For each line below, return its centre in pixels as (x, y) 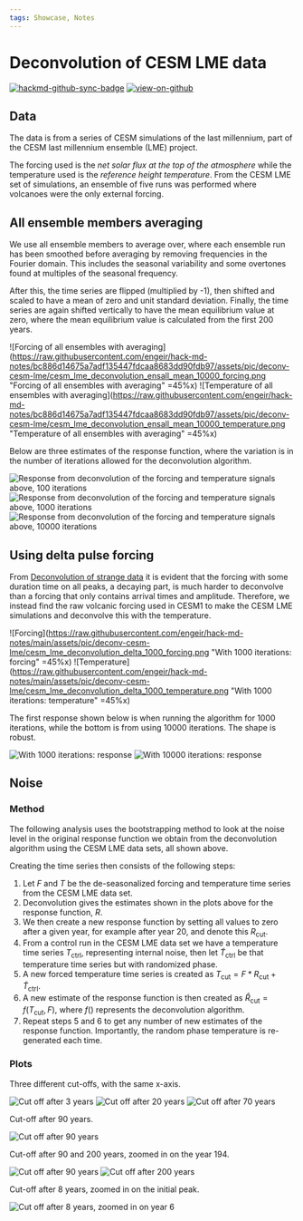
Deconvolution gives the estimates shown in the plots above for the (148, 902)
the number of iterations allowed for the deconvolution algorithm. (130, 461)
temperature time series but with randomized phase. (120, 964)
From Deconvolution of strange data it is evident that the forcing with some (149, 577)
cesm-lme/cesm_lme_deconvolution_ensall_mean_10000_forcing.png (138, 376)
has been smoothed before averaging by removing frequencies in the (138, 254)
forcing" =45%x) (41, 662)
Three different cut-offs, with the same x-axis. (95, 1083)
